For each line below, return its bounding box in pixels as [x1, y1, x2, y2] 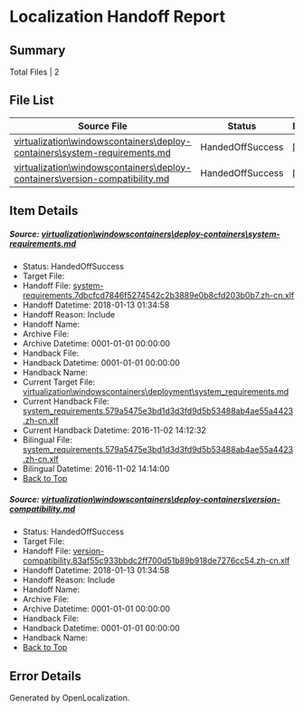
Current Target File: [22, 376, 96, 387]
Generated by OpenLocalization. [9, 692, 130, 703]
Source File [78, 120, 128, 132]
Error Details [9, 668, 81, 684]
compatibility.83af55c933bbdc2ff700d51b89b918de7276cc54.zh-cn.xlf [22, 555, 290, 566]
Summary [9, 43, 66, 58]
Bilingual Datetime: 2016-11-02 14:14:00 [22, 463, 170, 474]
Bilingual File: [22, 434, 72, 445]
